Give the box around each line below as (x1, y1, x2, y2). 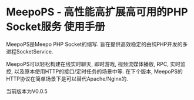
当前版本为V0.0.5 (6, 88, 48, 95)
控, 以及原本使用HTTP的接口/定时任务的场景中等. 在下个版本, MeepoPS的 (6, 68, 183, 75)
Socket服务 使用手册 (6, 20, 106, 34)
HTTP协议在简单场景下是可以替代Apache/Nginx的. (6, 75, 128, 82)
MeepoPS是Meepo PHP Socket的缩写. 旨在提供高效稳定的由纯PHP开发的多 (6, 41, 188, 48)
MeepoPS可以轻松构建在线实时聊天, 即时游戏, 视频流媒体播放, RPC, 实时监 (6, 60, 186, 68)
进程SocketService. (6, 48, 53, 55)
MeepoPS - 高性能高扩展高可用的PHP (6, 5, 188, 19)
